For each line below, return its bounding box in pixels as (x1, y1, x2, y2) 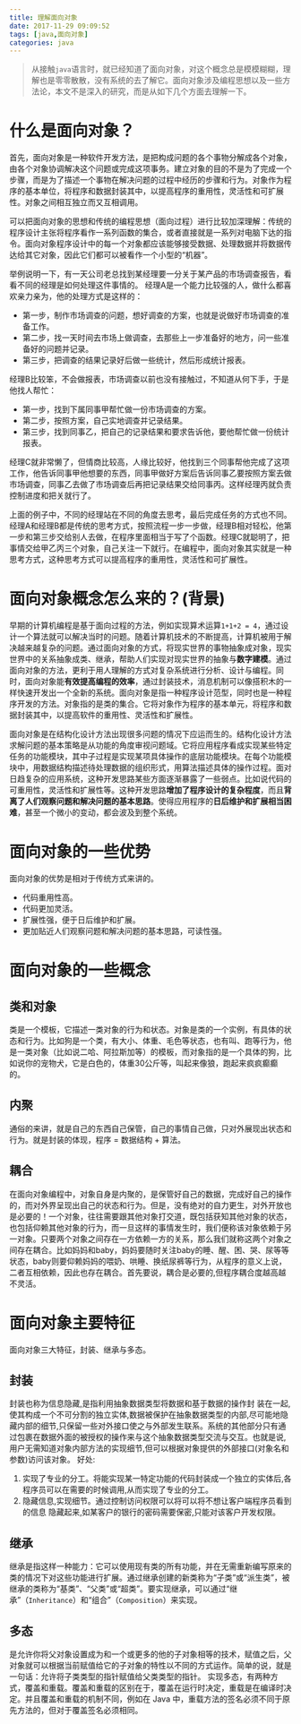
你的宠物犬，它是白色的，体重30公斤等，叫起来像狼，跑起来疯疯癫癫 (24, 1058, 279, 1068)
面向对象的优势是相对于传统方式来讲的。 (9, 873, 159, 884)
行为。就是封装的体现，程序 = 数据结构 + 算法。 (9, 1134, 186, 1145)
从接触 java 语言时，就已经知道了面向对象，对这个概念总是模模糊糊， (30, 64, 284, 74)
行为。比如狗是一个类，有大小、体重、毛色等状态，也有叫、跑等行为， (24, 1035, 284, 1046)
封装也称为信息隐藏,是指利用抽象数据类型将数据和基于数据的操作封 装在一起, (9, 1398, 291, 1409)
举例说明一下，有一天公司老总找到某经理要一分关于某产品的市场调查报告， (9, 269, 284, 279)
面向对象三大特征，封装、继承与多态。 (9, 1344, 150, 1355)
